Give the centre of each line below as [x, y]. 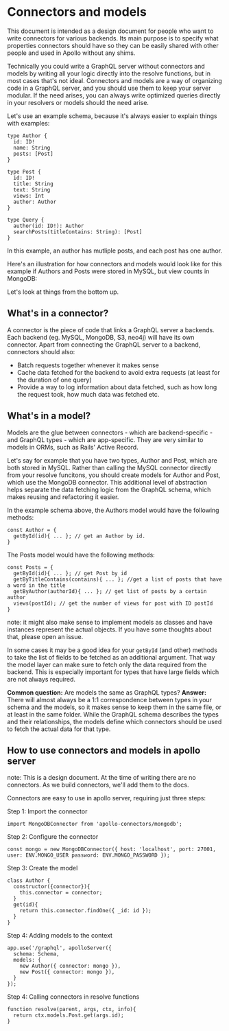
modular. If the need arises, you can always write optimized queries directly [114, 95]
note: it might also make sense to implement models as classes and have [110, 622]
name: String [32, 148]
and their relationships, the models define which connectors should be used [114, 721]
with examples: [28, 123]
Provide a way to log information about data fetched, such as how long [117, 387]
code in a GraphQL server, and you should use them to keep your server [109, 88]
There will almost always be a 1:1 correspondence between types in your [110, 699]
